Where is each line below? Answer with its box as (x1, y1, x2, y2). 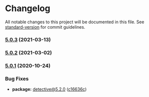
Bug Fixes (5, 75, 29, 82)
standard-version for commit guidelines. (5, 24, 85, 30)
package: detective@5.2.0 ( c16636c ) (12, 86, 87, 92)
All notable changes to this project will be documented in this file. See (5, 19, 145, 25)
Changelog (5, 3, 50, 14)
